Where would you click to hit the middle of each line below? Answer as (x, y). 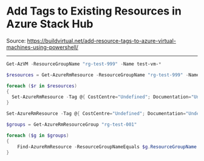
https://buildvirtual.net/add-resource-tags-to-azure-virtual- (101, 41)
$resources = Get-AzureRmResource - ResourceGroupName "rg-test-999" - (97, 75)
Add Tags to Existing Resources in (94, 11)
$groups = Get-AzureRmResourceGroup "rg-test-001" (72, 125)
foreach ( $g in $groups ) (38, 135)
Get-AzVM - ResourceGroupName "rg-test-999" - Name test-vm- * (84, 64)
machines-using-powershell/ (42, 47)
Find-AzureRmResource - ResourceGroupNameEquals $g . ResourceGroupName (107, 146)
